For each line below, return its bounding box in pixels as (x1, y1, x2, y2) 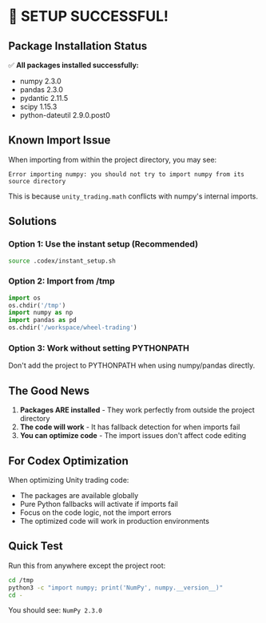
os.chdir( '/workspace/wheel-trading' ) (8, 324, 137, 332)
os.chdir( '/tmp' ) (8, 301, 66, 309)
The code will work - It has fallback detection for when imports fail (19, 422, 240, 432)
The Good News (8, 384, 90, 397)
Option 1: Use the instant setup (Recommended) (8, 239, 198, 250)
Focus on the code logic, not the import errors (19, 508, 172, 517)
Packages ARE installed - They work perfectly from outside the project (19, 405, 256, 415)
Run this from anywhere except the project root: (8, 561, 166, 570)
